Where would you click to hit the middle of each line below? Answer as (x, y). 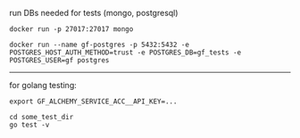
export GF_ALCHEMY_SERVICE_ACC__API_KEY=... (93, 101)
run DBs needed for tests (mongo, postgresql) (94, 13)
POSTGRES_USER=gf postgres (59, 61)
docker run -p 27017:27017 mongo (71, 29)
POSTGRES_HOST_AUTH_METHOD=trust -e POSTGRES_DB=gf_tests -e (125, 53)
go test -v (29, 125)
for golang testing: (43, 85)
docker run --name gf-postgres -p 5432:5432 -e (100, 45)
